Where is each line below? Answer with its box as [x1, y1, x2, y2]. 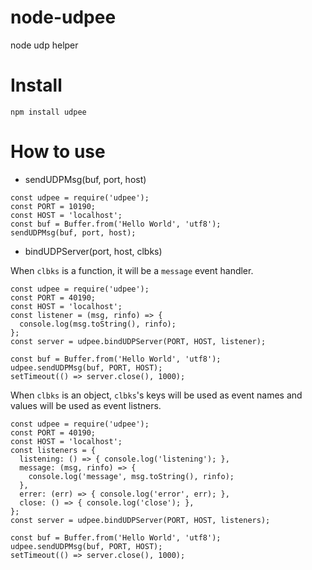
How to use [10, 141, 106, 163]
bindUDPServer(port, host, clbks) [24, 245, 163, 257]
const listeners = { [10, 445, 97, 455]
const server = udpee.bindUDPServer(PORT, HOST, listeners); [10, 515, 271, 525]
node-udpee [10, 6, 117, 29]
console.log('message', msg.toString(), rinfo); [28, 471, 235, 481]
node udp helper [10, 39, 79, 51]
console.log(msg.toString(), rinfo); [19, 319, 177, 329]
